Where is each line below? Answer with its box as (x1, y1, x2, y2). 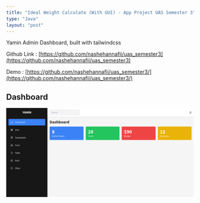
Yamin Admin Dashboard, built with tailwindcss (6, 39, 121, 46)
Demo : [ (6, 68, 27, 75)
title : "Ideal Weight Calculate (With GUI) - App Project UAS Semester (6, 9, 187, 15)
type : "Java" (6, 15, 39, 22)
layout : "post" (6, 22, 44, 28)
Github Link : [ (6, 50, 40, 58)
